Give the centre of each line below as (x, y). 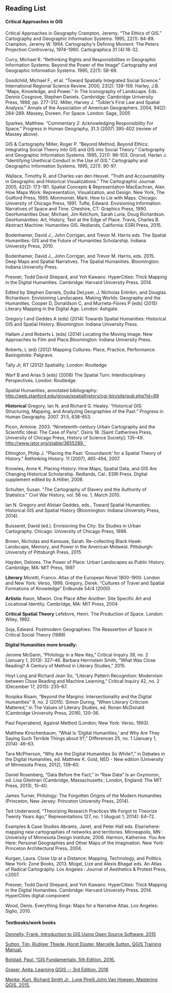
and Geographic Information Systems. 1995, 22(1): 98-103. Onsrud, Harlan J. (86, 155)
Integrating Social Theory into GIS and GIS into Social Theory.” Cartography (85, 149)
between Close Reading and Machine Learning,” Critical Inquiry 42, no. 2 (82, 681)
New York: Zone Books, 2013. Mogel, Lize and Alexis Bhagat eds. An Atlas (83, 863)
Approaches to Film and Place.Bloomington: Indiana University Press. (79, 340)
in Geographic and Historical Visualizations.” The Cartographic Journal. (81, 181)
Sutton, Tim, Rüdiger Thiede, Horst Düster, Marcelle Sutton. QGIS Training (83, 944)
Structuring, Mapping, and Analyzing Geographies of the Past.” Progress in (84, 411)
